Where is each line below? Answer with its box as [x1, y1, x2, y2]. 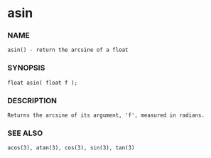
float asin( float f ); [7, 79, 78, 86]
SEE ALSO [7, 128, 43, 138]
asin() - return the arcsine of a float [7, 46, 129, 54]
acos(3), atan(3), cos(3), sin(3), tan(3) [7, 144, 135, 152]
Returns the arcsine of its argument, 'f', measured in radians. [7, 112, 205, 119]
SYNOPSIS [7, 63, 45, 73]
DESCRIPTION [7, 95, 58, 105]
